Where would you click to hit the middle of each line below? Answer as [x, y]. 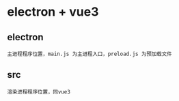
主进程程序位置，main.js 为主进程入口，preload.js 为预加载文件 [89, 54]
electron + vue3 [53, 12]
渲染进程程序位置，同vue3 [39, 92]
